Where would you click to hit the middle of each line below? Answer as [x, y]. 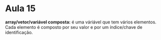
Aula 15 [20, 9]
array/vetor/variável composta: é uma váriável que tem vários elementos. [81, 22]
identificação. [19, 32]
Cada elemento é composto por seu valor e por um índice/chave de [74, 27]
